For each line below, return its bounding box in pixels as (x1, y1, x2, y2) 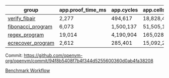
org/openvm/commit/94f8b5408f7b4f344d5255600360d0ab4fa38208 (5, 58, 153, 63)
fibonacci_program (8, 23, 53, 30)
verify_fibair (8, 15, 36, 22)
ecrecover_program (8, 40, 54, 46)
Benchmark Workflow (5, 67, 50, 73)
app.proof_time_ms (59, 7, 107, 13)
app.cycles (111, 7, 138, 13)
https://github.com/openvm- (24, 52, 83, 58)
